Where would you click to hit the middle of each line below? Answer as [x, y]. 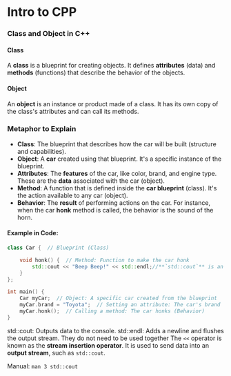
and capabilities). [42, 151]
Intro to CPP [42, 12]
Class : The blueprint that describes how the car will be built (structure [117, 144]
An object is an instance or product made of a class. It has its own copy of [113, 103]
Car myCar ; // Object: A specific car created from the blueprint [118, 298]
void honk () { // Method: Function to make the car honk [104, 260]
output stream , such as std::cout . [56, 353]
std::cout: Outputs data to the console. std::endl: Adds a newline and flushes [115, 330]
